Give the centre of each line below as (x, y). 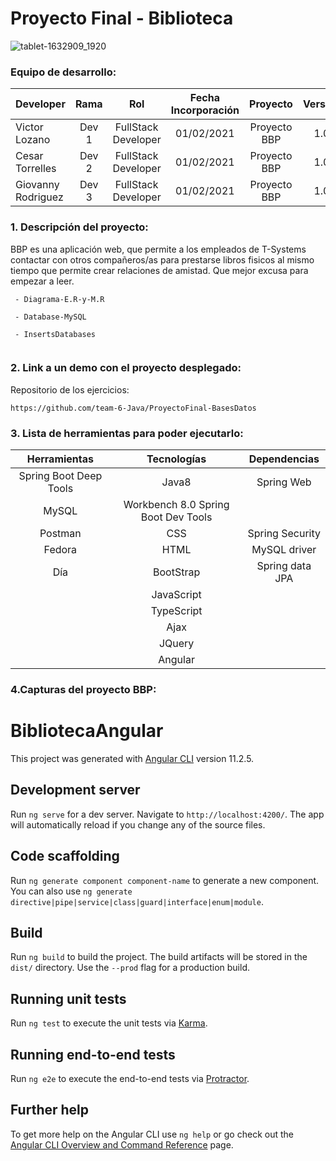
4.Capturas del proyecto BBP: (83, 690)
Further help (50, 1110)
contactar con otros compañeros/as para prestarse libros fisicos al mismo (162, 259)
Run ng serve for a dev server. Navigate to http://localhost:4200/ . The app (167, 814)
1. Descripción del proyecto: (79, 227)
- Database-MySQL (50, 317)
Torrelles (36, 169)
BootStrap (177, 572)
